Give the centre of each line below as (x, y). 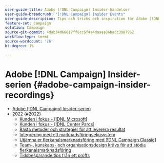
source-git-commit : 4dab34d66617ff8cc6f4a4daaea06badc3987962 (70, 32)
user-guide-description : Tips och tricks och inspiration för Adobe (76, 19)
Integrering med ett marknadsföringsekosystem (67, 134)
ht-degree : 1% (20, 46)
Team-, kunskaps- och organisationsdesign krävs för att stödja (82, 145)
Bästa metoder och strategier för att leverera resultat (72, 129)
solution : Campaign (25, 28)
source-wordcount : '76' (29, 41)
